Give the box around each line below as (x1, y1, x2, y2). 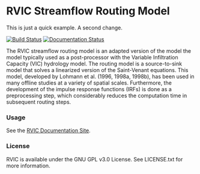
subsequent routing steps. (6, 98, 71, 106)
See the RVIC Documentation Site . (6, 127, 91, 134)
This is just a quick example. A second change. (6, 24, 123, 31)
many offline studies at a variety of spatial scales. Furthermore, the (6, 79, 172, 86)
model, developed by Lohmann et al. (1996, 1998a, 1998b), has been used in (6, 73, 195, 80)
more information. (6, 162, 50, 169)
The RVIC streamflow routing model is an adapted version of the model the (6, 47, 191, 55)
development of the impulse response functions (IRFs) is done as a (6, 85, 172, 92)
